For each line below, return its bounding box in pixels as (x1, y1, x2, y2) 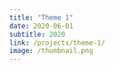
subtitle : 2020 (9, 30, 66, 39)
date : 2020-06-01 (9, 22, 74, 30)
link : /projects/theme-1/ (9, 38, 105, 47)
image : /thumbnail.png (9, 47, 94, 56)
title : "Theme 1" (9, 13, 74, 22)
